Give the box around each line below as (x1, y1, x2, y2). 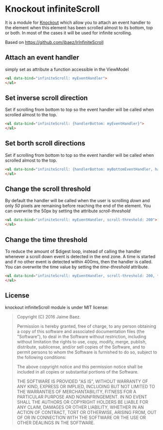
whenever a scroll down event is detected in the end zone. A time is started (5, 254, 156, 259)
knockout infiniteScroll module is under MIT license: (5, 304, 109, 310)
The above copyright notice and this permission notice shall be (16, 364, 143, 370)
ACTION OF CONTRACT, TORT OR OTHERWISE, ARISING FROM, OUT (16, 409, 157, 415)
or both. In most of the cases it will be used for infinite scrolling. (5, 30, 132, 36)
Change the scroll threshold (5, 185, 91, 193)
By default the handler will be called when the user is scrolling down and (5, 198, 150, 204)
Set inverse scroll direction (5, 93, 88, 102)
